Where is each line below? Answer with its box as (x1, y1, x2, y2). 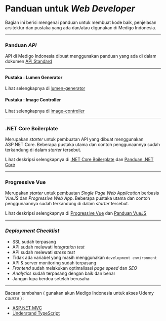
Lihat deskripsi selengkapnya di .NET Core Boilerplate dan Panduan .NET (5, 156, 154, 162)
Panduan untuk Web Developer (5, 3, 135, 14)
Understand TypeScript (12, 310, 60, 316)
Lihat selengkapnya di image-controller (5, 108, 85, 114)
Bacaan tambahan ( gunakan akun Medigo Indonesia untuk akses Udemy (5, 290, 154, 296)
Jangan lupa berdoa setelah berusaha (12, 275, 90, 281)
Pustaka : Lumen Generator (5, 74, 63, 80)
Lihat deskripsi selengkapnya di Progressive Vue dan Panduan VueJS (5, 210, 147, 216)
